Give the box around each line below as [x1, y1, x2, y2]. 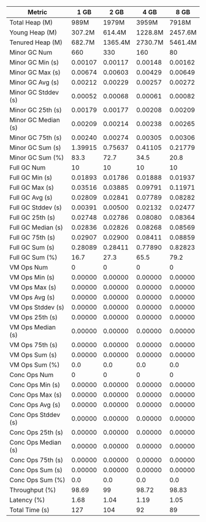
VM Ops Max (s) [9, 283, 56, 291]
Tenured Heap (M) [9, 38, 63, 47]
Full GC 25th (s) [9, 213, 56, 222]
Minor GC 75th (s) [9, 133, 63, 142]
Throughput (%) [9, 486, 56, 494]
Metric [27, 8, 48, 16]
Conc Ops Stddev [9, 411, 60, 419]
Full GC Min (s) [9, 173, 53, 182]
